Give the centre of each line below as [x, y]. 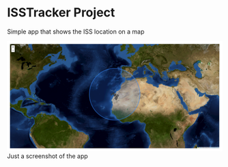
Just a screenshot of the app [48, 156]
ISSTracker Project [61, 13]
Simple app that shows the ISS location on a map [76, 31]
